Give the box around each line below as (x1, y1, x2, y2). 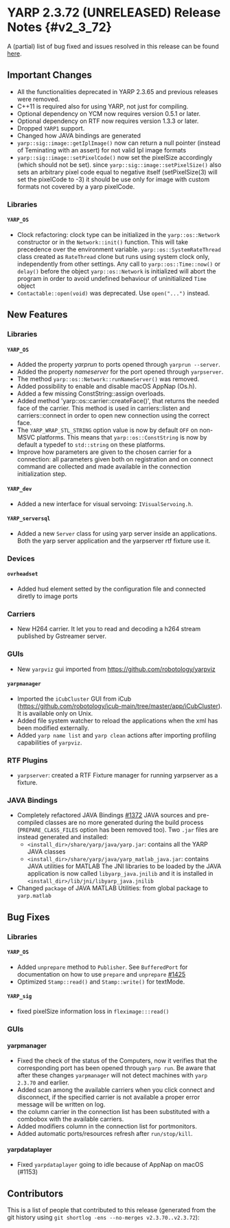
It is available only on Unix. (16, 709, 93, 717)
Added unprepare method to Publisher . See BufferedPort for (16, 963, 188, 971)
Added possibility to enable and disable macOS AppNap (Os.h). (16, 383, 197, 391)
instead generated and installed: (16, 833, 108, 841)
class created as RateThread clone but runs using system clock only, (16, 252, 210, 260)
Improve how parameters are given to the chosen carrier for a (16, 448, 192, 456)
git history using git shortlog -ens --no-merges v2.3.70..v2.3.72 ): (7, 1214, 200, 1222)
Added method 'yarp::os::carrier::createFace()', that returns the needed (16, 397, 220, 405)
